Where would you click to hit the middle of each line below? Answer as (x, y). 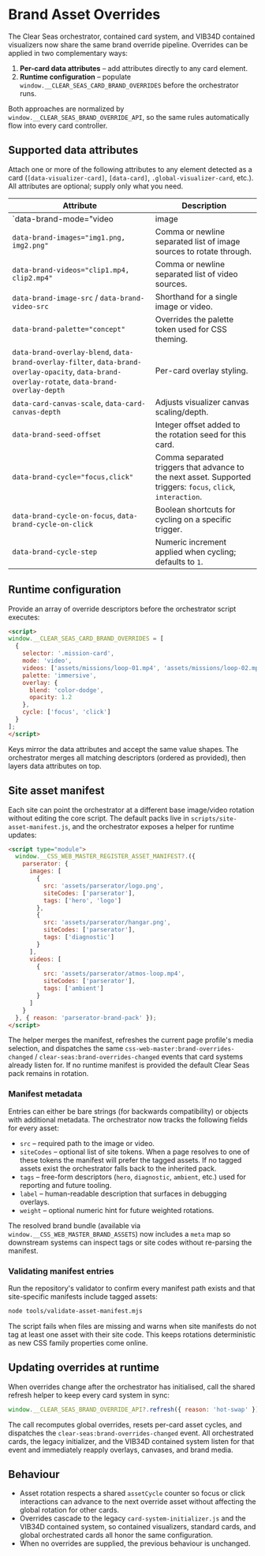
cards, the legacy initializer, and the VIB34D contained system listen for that (131, 1441)
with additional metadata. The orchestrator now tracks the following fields (128, 1119)
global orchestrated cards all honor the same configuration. (116, 1536)
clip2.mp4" (32, 278)
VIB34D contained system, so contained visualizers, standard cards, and (138, 1527)
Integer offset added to (198, 425)
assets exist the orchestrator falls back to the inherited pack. (118, 1168)
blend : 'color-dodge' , (66, 690)
